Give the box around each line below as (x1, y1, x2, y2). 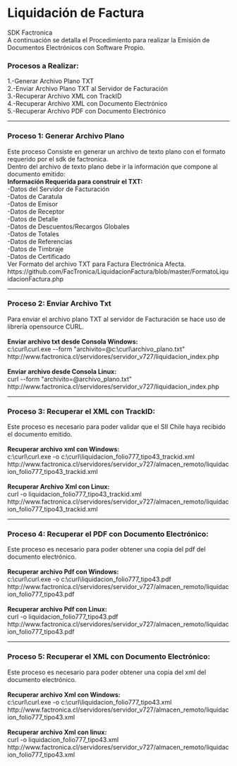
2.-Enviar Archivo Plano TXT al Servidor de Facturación (7, 85, 168, 93)
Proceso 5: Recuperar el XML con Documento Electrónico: (7, 652, 210, 662)
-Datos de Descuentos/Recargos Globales (7, 222, 130, 231)
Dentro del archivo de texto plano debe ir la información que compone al (7, 162, 218, 171)
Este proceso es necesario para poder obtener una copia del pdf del (7, 545, 206, 554)
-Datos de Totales (7, 229, 60, 238)
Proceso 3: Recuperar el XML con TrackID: (7, 406, 155, 416)
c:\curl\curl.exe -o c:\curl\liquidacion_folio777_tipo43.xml (7, 698, 172, 706)
